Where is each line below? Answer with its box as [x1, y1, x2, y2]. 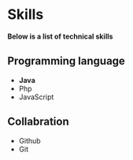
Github [18, 136, 41, 145]
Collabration [7, 115, 70, 128]
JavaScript [18, 92, 54, 102]
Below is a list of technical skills [7, 32, 113, 41]
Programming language [7, 54, 125, 68]
